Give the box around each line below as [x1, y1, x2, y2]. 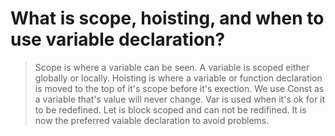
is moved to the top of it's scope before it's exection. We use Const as [34, 82, 325, 94]
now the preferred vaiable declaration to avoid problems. [34, 114, 270, 126]
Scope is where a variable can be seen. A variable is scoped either [34, 61, 310, 73]
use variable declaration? [10, 28, 226, 51]
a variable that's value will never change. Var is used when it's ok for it [34, 93, 326, 105]
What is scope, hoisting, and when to [10, 7, 325, 30]
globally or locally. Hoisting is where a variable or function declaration [34, 72, 323, 84]
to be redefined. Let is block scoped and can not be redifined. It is [34, 103, 307, 116]
